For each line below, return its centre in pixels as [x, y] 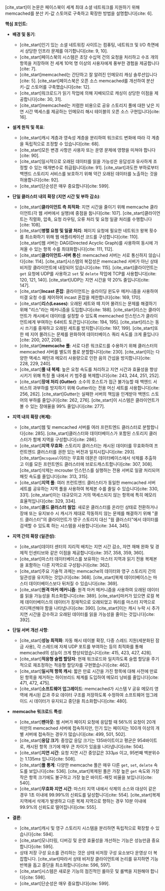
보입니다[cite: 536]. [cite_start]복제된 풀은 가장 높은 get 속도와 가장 [94, 771]
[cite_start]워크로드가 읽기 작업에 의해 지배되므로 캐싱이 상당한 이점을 [86, 93]
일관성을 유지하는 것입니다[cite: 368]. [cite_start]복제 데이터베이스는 [86, 577]
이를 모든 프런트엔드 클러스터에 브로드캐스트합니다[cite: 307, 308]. [89, 464]
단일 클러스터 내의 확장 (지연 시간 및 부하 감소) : [56, 196]
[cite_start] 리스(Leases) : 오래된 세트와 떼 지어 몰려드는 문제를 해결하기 [88, 303]
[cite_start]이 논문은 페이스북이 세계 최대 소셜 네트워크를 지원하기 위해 [72, 7]
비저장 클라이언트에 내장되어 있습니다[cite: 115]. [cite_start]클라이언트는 [89, 268]
